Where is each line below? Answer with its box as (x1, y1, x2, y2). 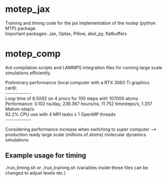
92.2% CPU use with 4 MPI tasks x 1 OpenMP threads (5, 111, 116, 117)
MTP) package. (5, 25, 37, 31)
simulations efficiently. (5, 70, 51, 76)
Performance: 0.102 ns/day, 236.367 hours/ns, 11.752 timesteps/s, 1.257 (5, 101, 153, 107)
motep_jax (5, 3, 50, 15)
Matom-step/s (5, 106, 35, 112)
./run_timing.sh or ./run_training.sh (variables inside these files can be (5, 165, 149, 171)
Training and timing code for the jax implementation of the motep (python (5, 20, 156, 26)
